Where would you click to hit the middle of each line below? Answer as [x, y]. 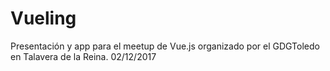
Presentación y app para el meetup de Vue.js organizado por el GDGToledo [165, 46]
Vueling [43, 18]
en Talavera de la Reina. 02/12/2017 [83, 56]
